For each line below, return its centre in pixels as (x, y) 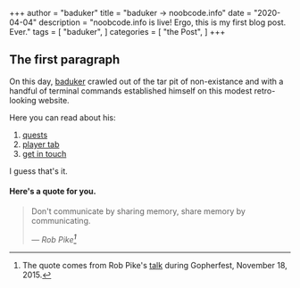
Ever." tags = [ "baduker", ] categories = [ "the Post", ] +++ (117, 32)
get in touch (44, 153)
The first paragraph (65, 60)
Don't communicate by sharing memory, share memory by (138, 211)
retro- (265, 91)
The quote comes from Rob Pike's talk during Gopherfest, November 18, (154, 265)
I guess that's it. (39, 171)
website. (54, 100)
